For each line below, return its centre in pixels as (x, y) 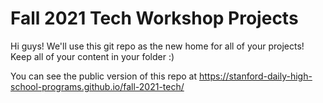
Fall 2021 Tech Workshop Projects (154, 18)
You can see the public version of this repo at (104, 76)
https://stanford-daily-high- (255, 76)
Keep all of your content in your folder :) (92, 56)
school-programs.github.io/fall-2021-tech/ (97, 86)
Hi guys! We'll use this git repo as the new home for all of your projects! (157, 46)
